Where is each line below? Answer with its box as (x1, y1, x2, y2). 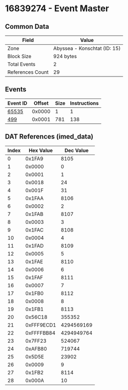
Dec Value (64, 147, 89, 154)
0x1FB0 (25, 290, 44, 296)
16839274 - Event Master (5, 3, 109, 14)
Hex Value (29, 147, 53, 154)
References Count (7, 69, 49, 76)
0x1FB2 (25, 369, 44, 376)
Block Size (7, 53, 32, 59)
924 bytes (53, 53, 77, 59)
